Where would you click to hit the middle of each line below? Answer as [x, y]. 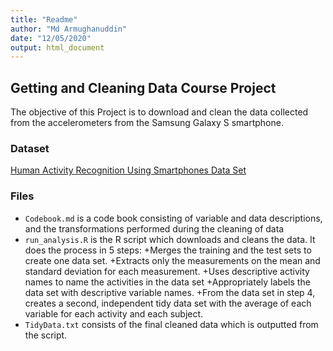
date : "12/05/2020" [51, 38]
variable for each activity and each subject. [114, 313]
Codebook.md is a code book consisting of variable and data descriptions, [173, 218]
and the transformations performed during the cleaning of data [154, 228]
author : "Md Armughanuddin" [69, 29]
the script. [46, 335]
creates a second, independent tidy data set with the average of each [168, 303]
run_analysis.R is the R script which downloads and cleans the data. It [170, 239]
